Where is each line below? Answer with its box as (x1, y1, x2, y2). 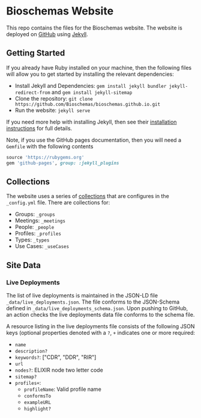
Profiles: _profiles (14, 230, 62, 237)
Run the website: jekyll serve (14, 107, 91, 114)
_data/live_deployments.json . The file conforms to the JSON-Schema (6, 298, 180, 305)
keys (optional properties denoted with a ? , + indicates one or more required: (6, 329, 196, 336)
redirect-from (14, 89, 50, 96)
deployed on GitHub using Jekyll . (6, 30, 88, 37)
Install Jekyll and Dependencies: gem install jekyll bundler (14, 82, 167, 89)
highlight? (23, 406, 52, 412)
